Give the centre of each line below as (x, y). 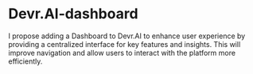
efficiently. (25, 61)
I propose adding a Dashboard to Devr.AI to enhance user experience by (127, 36)
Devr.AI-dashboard (73, 14)
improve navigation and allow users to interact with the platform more (122, 53)
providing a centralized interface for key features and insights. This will (125, 44)
